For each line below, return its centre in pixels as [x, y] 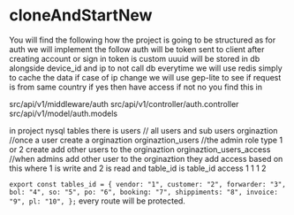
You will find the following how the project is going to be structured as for [143, 40]
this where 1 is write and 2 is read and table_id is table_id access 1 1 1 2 [138, 168]
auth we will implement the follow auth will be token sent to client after [137, 49]
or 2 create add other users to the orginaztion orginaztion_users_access [140, 149]
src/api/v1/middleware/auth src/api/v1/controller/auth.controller [124, 104]
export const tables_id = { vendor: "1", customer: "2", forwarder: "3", [148, 184]
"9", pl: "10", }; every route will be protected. [97, 201]
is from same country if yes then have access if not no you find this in [136, 87]
